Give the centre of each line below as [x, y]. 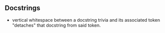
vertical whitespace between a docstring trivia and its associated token [86, 20]
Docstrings [23, 8]
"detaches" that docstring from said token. [57, 25]
